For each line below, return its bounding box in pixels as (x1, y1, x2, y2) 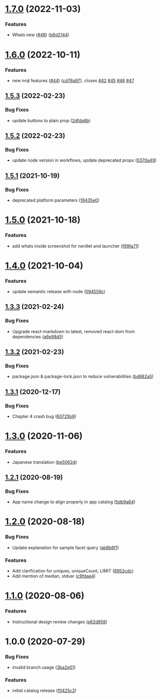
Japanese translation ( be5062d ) (12, 459, 77, 465)
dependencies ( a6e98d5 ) (12, 334, 63, 339)
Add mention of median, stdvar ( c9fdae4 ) (12, 573, 96, 579)
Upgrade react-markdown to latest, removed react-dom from (12, 328, 135, 334)
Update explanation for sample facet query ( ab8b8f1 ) (12, 545, 119, 550)
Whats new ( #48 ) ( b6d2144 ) (12, 32, 70, 38)
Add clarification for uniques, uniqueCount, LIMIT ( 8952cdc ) (12, 568, 134, 574)
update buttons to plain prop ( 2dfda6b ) (12, 117, 91, 123)
